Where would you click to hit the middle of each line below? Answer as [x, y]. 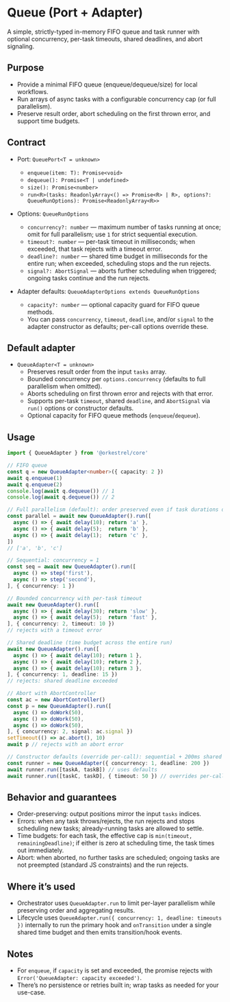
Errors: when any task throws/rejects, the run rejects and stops [106, 821]
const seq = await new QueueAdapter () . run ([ [72, 567]
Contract [26, 143]
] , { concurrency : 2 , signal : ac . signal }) [70, 732]
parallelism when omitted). [65, 387]
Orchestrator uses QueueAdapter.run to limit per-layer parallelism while [116, 903]
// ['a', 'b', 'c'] [35, 548]
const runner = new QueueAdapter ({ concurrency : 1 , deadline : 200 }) [108, 763]
